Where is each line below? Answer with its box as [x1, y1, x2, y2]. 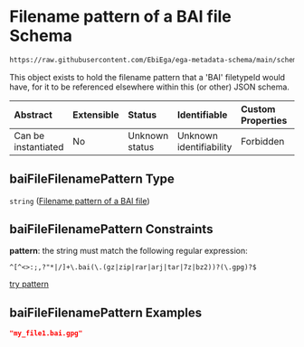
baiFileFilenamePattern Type [9, 172, 175, 187]
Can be [14, 129, 45, 142]
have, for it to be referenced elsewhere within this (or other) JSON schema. [9, 81, 290, 92]
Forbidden [241, 135, 285, 147]
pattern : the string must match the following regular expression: [9, 246, 248, 257]
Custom [241, 102, 276, 115]
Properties [241, 114, 288, 127]
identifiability [176, 140, 233, 153]
